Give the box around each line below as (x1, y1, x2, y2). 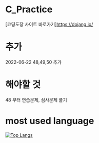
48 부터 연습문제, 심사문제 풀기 (5, 96, 68, 103)
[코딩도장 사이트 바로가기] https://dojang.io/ (5, 21, 93, 27)
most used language (5, 115, 94, 127)
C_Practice (5, 4, 53, 15)
